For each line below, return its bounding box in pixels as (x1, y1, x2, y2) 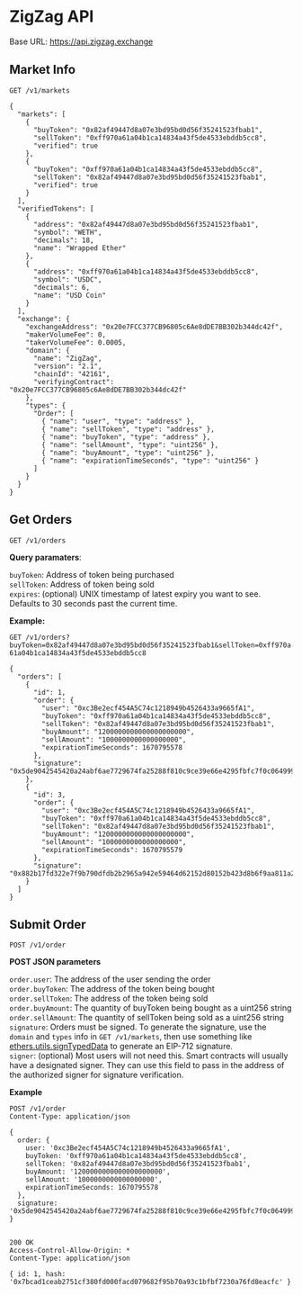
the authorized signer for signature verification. (9, 1069, 184, 1081)
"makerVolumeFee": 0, (25, 330, 106, 339)
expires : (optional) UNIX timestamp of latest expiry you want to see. (9, 588, 262, 599)
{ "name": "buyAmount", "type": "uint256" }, (41, 448, 216, 457)
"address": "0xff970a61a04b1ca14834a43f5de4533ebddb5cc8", (32, 267, 259, 276)
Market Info (9, 62, 76, 77)
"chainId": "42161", (32, 369, 111, 379)
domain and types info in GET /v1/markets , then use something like (9, 1031, 253, 1042)
